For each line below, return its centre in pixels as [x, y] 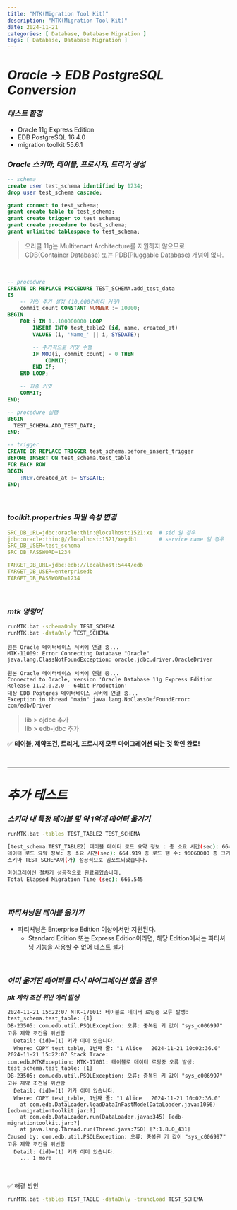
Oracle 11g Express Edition [56, 129]
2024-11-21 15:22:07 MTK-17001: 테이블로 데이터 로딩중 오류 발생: [98, 1013]
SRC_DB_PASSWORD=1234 [39, 553]
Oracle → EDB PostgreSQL [86, 75]
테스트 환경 [25, 114]
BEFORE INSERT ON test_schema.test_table [69, 458]
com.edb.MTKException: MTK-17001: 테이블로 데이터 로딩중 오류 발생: [101, 1062]
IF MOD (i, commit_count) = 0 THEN [83, 354]
